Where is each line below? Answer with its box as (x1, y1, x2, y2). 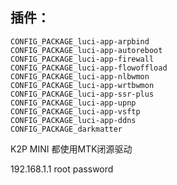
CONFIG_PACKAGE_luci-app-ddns (10, 115, 137, 125)
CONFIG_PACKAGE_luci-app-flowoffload (10, 63, 168, 73)
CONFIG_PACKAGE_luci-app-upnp (10, 98, 137, 108)
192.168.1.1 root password (10, 163, 114, 175)
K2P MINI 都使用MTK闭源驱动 (10, 143, 133, 155)
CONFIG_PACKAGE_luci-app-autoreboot (10, 45, 163, 55)
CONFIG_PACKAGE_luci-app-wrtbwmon (10, 80, 155, 90)
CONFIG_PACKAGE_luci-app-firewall (10, 54, 155, 64)
